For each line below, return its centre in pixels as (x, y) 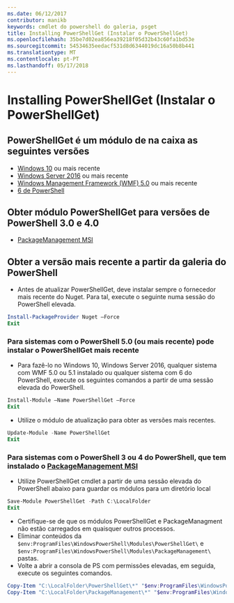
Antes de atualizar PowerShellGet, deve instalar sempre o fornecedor (117, 289)
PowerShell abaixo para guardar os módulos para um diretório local (114, 489)
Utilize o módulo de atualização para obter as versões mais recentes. (116, 420)
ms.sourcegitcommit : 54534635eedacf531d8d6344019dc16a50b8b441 (101, 46)
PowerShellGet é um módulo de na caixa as (103, 140)
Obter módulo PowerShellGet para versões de (109, 212)
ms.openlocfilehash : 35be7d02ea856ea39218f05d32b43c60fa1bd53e (101, 40)
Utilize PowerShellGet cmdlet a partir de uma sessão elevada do (109, 481)
